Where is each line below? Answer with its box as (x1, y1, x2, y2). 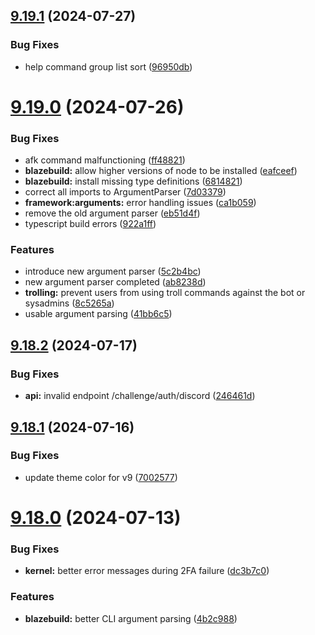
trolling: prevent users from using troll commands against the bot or (24, 287, 306, 299)
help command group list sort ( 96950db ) (24, 60, 193, 73)
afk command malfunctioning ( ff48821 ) (24, 154, 186, 166)
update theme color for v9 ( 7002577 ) (24, 471, 178, 483)
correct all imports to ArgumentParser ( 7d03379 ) (24, 186, 227, 198)
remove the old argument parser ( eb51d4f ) (24, 207, 201, 219)
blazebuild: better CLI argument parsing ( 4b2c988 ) (24, 612, 238, 624)
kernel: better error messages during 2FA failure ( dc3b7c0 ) (24, 565, 270, 577)
